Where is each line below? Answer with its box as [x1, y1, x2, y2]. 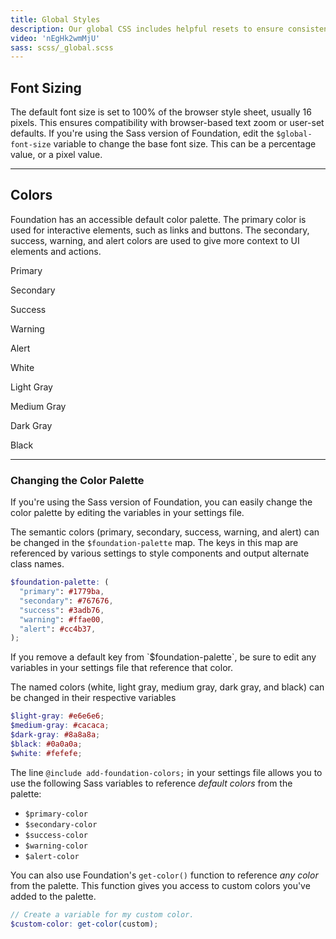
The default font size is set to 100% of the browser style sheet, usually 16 [10, 106, 312, 118]
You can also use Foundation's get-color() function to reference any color [10, 869, 319, 881]
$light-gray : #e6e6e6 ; [10, 711, 105, 721]
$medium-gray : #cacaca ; [10, 721, 110, 731]
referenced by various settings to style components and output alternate [10, 547, 310, 560]
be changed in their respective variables [10, 692, 177, 704]
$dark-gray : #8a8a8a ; [10, 730, 101, 740]
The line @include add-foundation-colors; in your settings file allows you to [10, 766, 323, 778]
